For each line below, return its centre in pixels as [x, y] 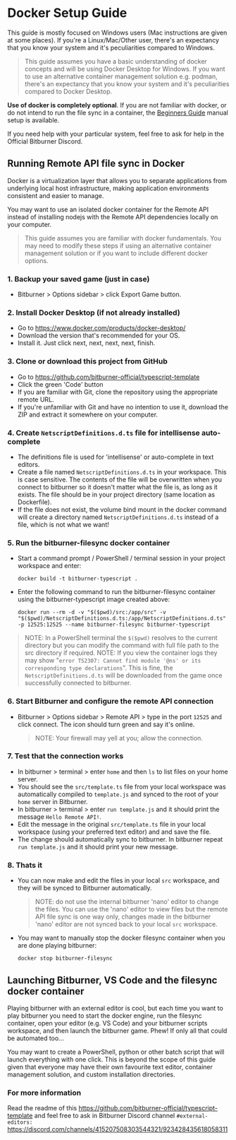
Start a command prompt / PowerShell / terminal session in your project [121, 558]
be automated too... [36, 1038]
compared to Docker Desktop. [68, 91]
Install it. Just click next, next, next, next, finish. [86, 343]
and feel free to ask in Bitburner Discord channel [105, 1116]
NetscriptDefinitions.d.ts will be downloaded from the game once [123, 675]
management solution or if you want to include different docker [116, 253]
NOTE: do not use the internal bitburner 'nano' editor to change [127, 902]
